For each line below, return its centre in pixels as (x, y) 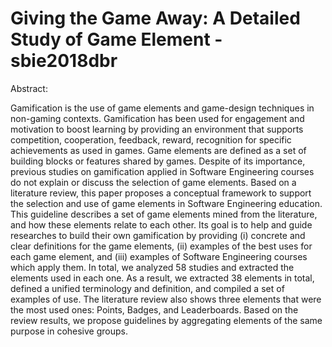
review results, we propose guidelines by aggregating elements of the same (166, 320)
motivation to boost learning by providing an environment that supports (157, 129)
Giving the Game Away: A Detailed (155, 18)
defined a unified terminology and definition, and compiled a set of (147, 288)
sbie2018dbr (64, 61)
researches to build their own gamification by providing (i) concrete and (158, 235)
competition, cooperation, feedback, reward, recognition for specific (151, 139)
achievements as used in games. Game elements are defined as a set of (158, 150)
